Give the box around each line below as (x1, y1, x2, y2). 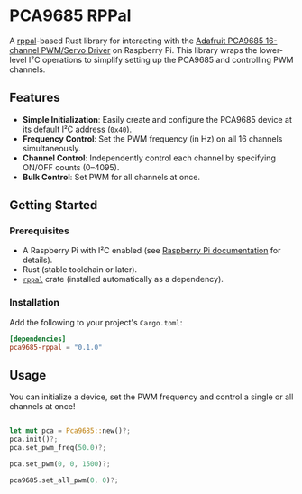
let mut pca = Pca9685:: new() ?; (9, 426, 131, 435)
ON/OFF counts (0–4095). (22, 161, 120, 172)
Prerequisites (9, 224, 69, 237)
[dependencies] (9, 334, 67, 343)
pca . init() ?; (9, 435, 59, 444)
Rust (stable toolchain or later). (22, 264, 138, 275)
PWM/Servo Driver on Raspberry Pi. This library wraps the (41, 44, 258, 55)
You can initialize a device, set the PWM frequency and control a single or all (9, 391, 294, 402)
